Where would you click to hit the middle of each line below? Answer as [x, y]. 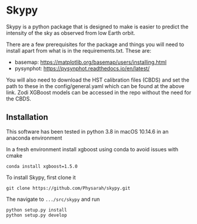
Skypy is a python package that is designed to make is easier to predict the [97, 27]
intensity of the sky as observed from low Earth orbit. [71, 33]
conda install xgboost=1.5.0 [42, 166]
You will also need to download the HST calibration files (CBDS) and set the [98, 80]
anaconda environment [34, 138]
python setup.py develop [37, 215]
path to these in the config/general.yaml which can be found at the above [95, 86]
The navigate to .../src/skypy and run [53, 199]
